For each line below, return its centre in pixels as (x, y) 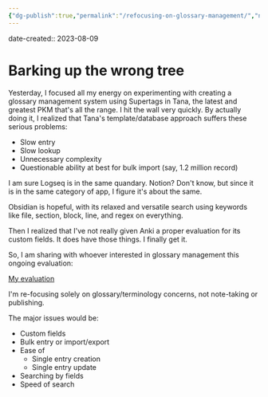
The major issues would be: (54, 318)
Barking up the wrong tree (97, 71)
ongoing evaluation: (41, 263)
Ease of (32, 350)
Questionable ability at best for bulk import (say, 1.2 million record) (129, 167)
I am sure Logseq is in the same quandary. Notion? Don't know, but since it (131, 183)
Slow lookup (40, 150)
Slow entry (37, 142)
